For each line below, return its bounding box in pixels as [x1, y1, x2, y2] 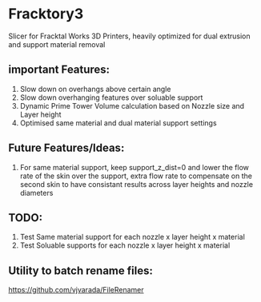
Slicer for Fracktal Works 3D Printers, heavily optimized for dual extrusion [8, 31, 251, 41]
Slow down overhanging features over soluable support [19, 93, 203, 102]
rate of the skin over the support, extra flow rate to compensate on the [19, 171, 252, 181]
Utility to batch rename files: [8, 264, 154, 277]
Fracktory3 [8, 5, 84, 23]
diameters [19, 188, 54, 197]
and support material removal [8, 39, 106, 49]
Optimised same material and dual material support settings [19, 117, 218, 128]
